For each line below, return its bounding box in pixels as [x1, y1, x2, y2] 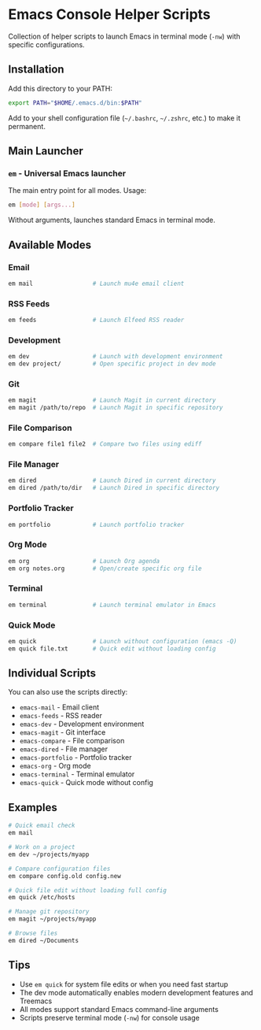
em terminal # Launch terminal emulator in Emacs [8, 601, 216, 609]
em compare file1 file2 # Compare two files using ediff [8, 440, 202, 448]
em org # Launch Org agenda [8, 557, 160, 565]
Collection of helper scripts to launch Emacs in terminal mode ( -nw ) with [8, 31, 241, 41]
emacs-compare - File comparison [19, 736, 125, 746]
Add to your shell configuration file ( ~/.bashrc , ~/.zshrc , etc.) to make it [8, 113, 241, 123]
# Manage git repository [8, 908, 90, 916]
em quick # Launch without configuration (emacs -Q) [8, 637, 237, 645]
